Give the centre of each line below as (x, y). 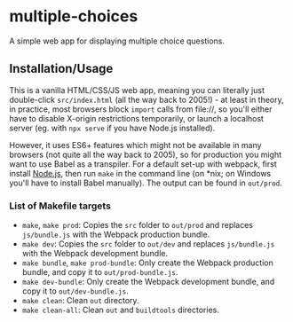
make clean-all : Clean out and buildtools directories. (120, 310)
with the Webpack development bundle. (95, 254)
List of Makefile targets (60, 206)
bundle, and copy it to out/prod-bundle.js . (100, 272)
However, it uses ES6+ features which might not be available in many (135, 145)
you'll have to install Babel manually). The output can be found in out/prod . (146, 183)
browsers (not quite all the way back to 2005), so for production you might (146, 154)
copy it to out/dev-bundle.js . (75, 291)
